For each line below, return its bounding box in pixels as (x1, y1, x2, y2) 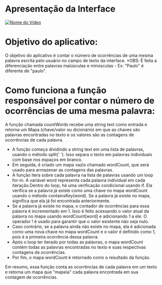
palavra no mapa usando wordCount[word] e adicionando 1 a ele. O (12, 213, 147, 219)
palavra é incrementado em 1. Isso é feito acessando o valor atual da (12, 208, 149, 214)
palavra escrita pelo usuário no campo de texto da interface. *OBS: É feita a (5, 57, 157, 63)
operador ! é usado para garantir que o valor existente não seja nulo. (12, 218, 149, 224)
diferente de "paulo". (5, 68, 47, 74)
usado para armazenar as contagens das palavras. (12, 167, 113, 173)
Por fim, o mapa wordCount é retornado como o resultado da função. (12, 254, 151, 260)
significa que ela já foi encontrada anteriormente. (12, 198, 111, 204)
